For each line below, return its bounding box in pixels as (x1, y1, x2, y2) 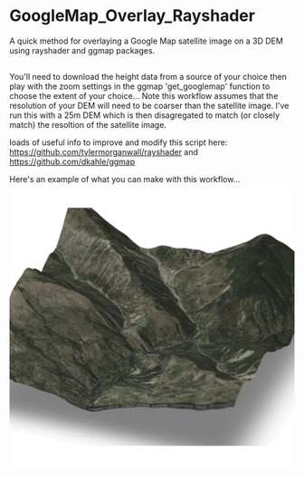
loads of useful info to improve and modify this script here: (9, 137, 228, 148)
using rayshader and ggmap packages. (9, 44, 156, 55)
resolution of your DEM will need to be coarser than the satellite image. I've (9, 101, 290, 112)
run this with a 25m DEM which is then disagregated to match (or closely (9, 110, 280, 121)
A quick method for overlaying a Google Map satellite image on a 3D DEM (9, 35, 283, 46)
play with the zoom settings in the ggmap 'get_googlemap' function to (9, 81, 271, 92)
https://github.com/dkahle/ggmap (9, 156, 136, 168)
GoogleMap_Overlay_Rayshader (9, 5, 256, 26)
